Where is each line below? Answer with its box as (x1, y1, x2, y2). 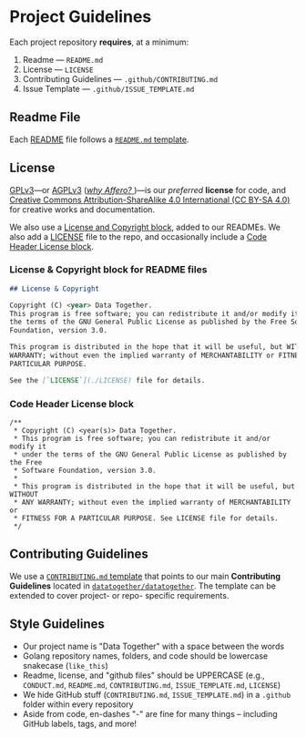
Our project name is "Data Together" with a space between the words (22, 641, 285, 651)
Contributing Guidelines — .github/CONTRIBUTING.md (22, 73, 219, 84)
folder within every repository (22, 699, 134, 710)
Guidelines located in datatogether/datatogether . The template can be (9, 580, 276, 591)
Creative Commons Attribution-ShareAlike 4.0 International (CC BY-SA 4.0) (9, 194, 291, 205)
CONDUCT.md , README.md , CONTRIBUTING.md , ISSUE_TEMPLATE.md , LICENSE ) (22, 679, 281, 690)
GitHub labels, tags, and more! (22, 718, 138, 729)
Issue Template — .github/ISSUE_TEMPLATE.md (22, 83, 195, 94)
